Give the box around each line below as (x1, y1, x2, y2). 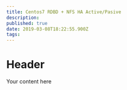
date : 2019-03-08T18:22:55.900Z (6, 26, 89, 32)
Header (6, 58, 45, 72)
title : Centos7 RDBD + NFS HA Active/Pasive (6, 9, 122, 15)
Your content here (6, 78, 52, 85)
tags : (6, 32, 20, 38)
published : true (6, 20, 48, 26)
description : (6, 15, 40, 21)
